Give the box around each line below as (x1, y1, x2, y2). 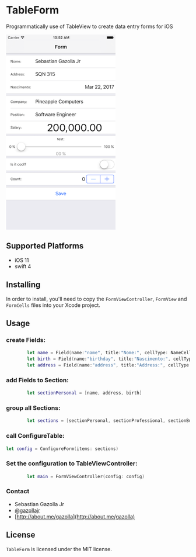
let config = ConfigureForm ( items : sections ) (6, 445, 118, 452)
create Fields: (6, 335, 45, 344)
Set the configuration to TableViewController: (6, 459, 138, 468)
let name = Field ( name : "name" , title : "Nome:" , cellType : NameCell (27, 350, 192, 356)
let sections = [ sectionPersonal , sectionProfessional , (27, 418, 166, 424)
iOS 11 (14, 257, 29, 264)
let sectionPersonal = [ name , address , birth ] (27, 390, 142, 396)
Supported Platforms (6, 241, 84, 251)
